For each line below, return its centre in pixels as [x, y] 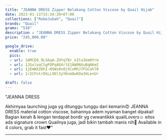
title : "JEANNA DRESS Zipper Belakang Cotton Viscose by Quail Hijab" [80, 10]
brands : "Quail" [22, 23]
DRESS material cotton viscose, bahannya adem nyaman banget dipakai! [80, 111]
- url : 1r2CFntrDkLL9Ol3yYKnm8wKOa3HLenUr [54, 74]
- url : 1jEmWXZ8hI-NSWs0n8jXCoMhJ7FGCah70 [54, 69]
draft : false [19, 83]
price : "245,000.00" [27, 38]
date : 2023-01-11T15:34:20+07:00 [40, 14]
